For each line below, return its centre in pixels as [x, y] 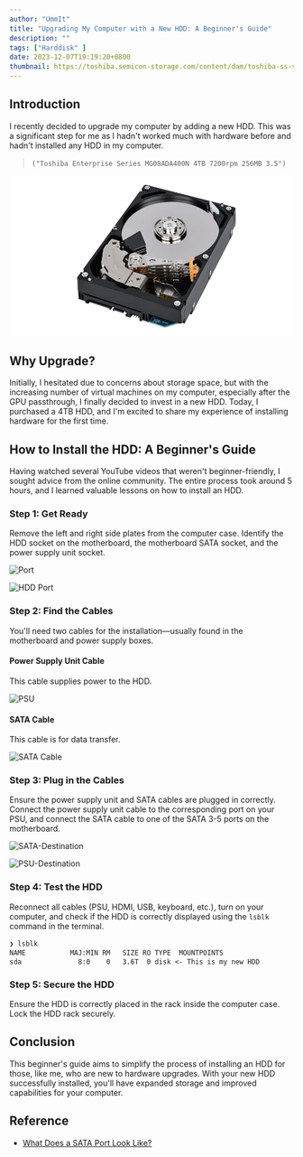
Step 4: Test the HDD [56, 887]
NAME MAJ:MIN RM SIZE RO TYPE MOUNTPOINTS [116, 953]
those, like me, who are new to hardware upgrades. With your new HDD [142, 1073]
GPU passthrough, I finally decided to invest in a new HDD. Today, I [134, 402]
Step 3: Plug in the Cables [67, 780]
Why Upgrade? [52, 361]
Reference [39, 1121]
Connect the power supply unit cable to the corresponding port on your [142, 809]
